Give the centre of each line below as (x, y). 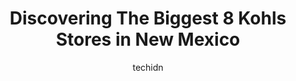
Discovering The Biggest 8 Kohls (148, 18)
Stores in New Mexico (148, 39)
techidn (148, 67)
